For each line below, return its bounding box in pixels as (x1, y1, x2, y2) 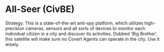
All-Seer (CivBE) (5, 3, 75, 15)
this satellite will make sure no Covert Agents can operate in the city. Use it (5, 36, 160, 42)
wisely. (5, 41, 20, 47)
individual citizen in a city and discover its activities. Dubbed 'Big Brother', (5, 30, 158, 36)
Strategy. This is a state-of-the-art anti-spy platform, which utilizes (5, 20, 143, 26)
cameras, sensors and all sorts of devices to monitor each (25, 25, 145, 31)
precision (5, 25, 25, 31)
